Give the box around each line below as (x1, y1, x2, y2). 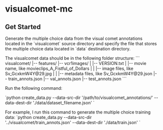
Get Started (5, 23, 41, 31)
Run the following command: (5, 85, 62, 91)
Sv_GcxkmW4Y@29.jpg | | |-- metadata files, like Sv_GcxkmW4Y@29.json (5, 71, 152, 76)
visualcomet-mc (5, 3, 73, 15)
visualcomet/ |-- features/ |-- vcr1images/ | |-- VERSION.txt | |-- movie (5, 61, 147, 66)
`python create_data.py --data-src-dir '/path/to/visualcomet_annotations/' (5, 95, 153, 100)
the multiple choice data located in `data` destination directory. (5, 46, 131, 51)
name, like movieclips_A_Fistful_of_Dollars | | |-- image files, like (5, 65, 134, 71)
